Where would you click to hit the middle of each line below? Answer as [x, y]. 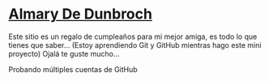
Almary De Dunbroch [80, 14]
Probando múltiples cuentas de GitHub [73, 69]
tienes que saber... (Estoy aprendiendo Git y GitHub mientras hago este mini [135, 45]
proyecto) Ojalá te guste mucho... [64, 53]
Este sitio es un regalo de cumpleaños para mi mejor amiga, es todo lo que [133, 36]
